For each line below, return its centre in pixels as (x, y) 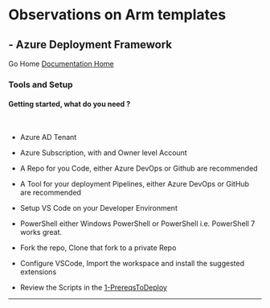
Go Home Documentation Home (61, 64)
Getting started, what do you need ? (70, 104)
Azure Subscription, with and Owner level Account (103, 153)
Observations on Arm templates (117, 15)
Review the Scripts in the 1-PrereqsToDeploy (93, 288)
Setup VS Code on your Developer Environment (99, 208)
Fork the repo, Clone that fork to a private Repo (98, 248)
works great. (41, 232)
